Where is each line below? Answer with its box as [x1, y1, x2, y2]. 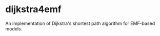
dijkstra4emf [5, 4, 62, 15]
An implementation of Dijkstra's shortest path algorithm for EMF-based [5, 20, 155, 26]
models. [5, 25, 23, 31]
